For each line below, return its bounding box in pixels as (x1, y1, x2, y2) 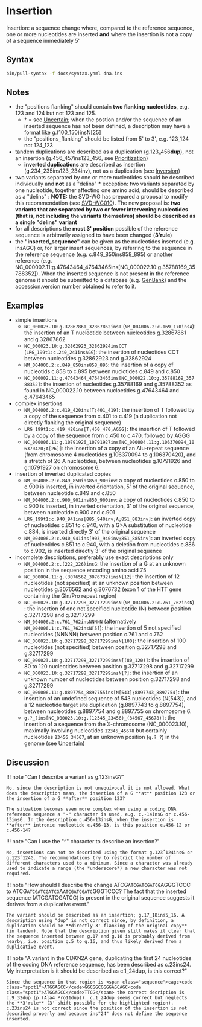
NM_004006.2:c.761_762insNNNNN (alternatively (24, 618, 137, 625)
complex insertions (14, 400, 63, 407)
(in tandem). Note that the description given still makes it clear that (6, 928, 196, 934)
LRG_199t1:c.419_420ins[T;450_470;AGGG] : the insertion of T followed (24, 426, 195, 433)
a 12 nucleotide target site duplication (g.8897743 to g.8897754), (24, 702, 186, 709)
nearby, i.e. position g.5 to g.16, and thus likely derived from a (6, 939, 182, 945)
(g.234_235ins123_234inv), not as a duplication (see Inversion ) (24, 167, 181, 174)
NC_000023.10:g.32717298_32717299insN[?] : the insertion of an (24, 669, 178, 677)
